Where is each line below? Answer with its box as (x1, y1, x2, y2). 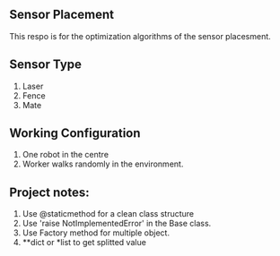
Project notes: (9, 184, 90, 200)
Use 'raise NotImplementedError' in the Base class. (22, 218, 212, 229)
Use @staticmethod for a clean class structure (22, 209, 195, 219)
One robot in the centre (22, 149, 109, 160)
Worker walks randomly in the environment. (22, 158, 184, 169)
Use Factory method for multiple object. (22, 227, 171, 238)
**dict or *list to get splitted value (22, 237, 146, 248)
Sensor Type (9, 57, 83, 73)
